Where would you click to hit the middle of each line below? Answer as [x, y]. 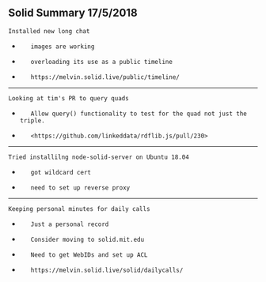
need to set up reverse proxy [80, 188]
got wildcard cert [61, 172]
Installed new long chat [49, 31]
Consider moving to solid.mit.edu [87, 239]
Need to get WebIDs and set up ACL [89, 255]
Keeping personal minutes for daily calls [79, 209]
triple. [32, 120]
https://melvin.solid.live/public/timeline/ [105, 77]
